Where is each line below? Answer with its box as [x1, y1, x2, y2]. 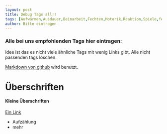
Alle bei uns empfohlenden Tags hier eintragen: [5, 38, 122, 45]
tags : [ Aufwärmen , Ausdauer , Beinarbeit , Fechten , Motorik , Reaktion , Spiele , [5, 16, 159, 21]
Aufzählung [12, 119, 36, 125]
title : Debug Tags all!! [5, 12, 57, 17]
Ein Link [5, 109, 21, 115]
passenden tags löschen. [5, 54, 57, 60]
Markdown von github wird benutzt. [5, 64, 79, 70]
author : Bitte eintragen [5, 21, 57, 26]
